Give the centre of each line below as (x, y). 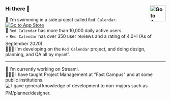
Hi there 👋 (18, 9)
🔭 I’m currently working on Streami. (42, 69)
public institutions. (25, 80)
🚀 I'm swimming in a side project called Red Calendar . (61, 20)
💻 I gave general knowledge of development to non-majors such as (77, 86)
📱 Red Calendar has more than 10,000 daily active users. (64, 31)
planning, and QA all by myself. (38, 55)
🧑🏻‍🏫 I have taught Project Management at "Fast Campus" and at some (79, 74)
